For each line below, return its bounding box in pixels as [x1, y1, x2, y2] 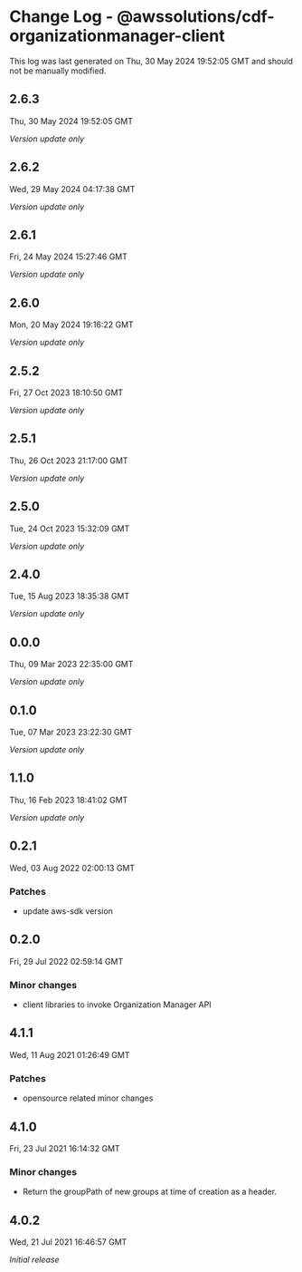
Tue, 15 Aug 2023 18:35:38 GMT [9, 591, 130, 602]
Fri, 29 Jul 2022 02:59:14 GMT [9, 956, 124, 966]
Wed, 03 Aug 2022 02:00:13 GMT [9, 862, 136, 873]
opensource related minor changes [22, 1092, 154, 1103]
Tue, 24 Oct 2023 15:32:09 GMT [9, 523, 130, 534]
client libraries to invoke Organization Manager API [22, 999, 212, 1010]
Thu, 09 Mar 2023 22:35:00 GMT [9, 659, 134, 670]
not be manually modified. [9, 65, 107, 76]
